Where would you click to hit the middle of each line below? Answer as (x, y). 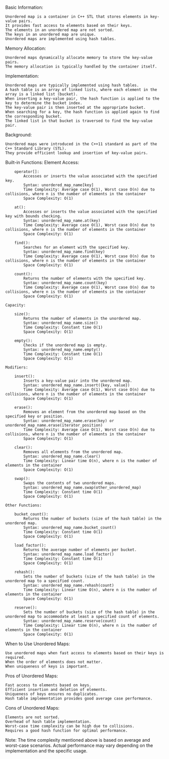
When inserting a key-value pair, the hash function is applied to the (82, 99)
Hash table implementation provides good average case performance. (79, 699)
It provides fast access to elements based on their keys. (69, 25)
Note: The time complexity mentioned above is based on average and (78, 740)
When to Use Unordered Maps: (38, 644)
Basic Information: (24, 7)
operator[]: (27, 172)
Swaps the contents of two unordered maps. (70, 483)
